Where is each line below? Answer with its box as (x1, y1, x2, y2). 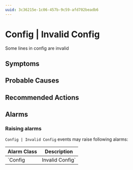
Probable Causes (5, 77, 60, 85)
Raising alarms (5, 125, 42, 132)
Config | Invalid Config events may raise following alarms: (5, 136, 129, 142)
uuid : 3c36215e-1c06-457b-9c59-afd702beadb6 (5, 7, 99, 12)
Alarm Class (7, 148, 37, 155)
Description (44, 148, 73, 155)
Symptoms (5, 59, 40, 68)
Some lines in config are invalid (5, 45, 69, 51)
